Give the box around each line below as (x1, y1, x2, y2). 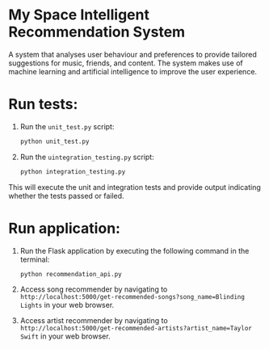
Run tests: (8, 95, 78, 114)
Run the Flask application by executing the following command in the (19, 246, 250, 255)
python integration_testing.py (19, 167, 126, 175)
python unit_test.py (19, 137, 90, 145)
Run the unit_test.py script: (19, 121, 115, 131)
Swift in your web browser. (19, 331, 111, 341)
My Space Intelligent (8, 6, 149, 24)
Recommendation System (8, 23, 186, 41)
